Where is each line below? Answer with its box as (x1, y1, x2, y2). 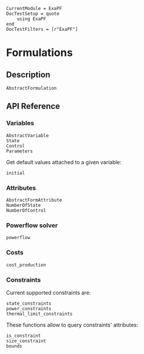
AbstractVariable (6, 132, 49, 139)
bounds (6, 343, 23, 349)
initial (6, 170, 25, 176)
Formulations (6, 46, 73, 59)
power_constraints (6, 305, 52, 311)
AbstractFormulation (6, 85, 57, 91)
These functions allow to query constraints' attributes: (6, 321, 139, 329)
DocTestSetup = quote (6, 11, 60, 17)
